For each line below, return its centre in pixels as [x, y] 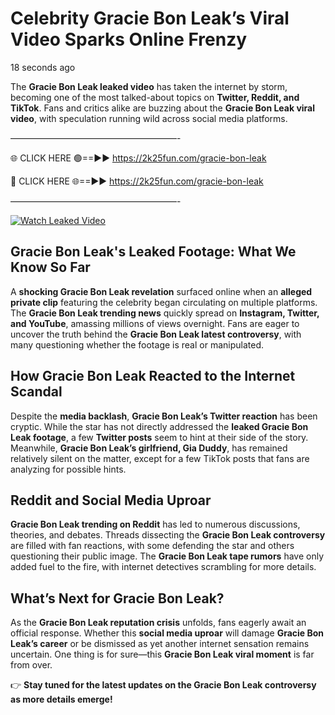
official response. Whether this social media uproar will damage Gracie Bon [167, 633]
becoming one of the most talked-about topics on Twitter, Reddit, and [155, 97]
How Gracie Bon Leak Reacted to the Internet [153, 376]
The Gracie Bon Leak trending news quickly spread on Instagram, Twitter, [165, 313]
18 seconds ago [43, 67]
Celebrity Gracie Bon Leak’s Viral [150, 18]
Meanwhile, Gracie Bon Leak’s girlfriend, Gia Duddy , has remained [149, 448]
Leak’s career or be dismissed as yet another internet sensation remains [160, 644]
